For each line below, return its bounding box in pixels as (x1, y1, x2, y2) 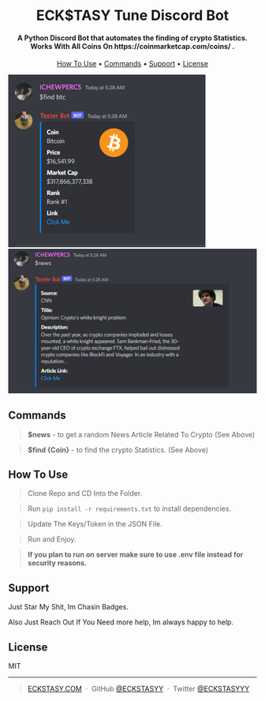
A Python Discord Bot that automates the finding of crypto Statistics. (17, 33, 248, 43)
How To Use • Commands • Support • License (56, 59, 209, 69)
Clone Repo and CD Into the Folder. (27, 489, 143, 498)
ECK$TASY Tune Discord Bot (35, 6, 230, 24)
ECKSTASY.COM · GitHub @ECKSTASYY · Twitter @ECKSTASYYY (27, 684, 250, 693)
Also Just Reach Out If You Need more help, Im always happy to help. (8, 617, 234, 627)
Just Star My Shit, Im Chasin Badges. (8, 602, 129, 612)
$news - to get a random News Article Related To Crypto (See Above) (27, 429, 256, 439)
